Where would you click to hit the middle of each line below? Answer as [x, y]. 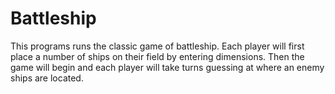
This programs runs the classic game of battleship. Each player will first [157, 46]
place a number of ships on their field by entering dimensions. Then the [157, 56]
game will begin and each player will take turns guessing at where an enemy [167, 67]
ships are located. [47, 78]
